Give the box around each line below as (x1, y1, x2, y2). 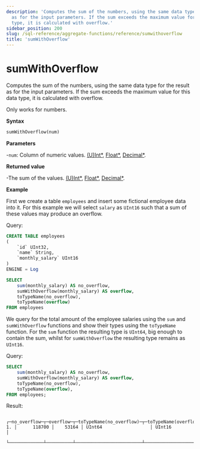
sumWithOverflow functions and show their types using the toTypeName (6, 322, 176, 329)
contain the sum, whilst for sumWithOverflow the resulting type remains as (6, 335, 186, 342)
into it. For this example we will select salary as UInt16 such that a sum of (6, 204, 187, 211)
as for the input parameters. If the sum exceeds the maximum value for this (6, 88, 190, 95)
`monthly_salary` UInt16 (17, 255, 79, 261)
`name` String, (17, 250, 55, 256)
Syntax (6, 117, 24, 124)
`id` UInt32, (17, 244, 49, 250)
